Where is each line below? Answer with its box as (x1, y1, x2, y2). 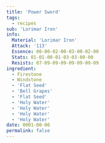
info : (6, 32, 20, 38)
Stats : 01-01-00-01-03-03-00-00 (12, 54, 94, 60)
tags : (6, 15, 20, 21)
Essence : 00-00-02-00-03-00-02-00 (12, 49, 99, 55)
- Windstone (12, 77, 42, 83)
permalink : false (6, 128, 50, 134)
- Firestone (12, 71, 42, 77)
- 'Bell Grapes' (12, 88, 53, 94)
